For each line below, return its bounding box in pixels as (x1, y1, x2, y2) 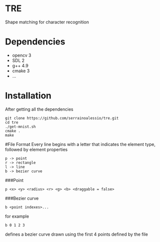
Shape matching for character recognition (5, 19, 89, 25)
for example (5, 213, 29, 219)
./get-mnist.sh (5, 124, 36, 129)
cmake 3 (12, 68, 30, 74)
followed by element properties (5, 146, 68, 152)
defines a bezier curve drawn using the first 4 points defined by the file (5, 231, 148, 237)
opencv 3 (12, 52, 32, 58)
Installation (5, 90, 52, 101)
